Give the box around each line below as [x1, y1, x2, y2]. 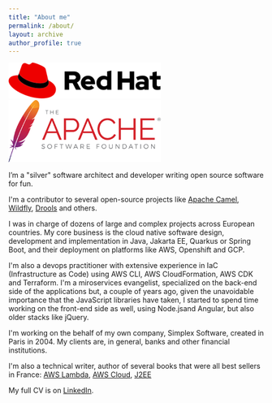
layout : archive [8, 30, 63, 38]
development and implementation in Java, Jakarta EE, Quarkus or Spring [8, 236, 252, 246]
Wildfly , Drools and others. [8, 203, 97, 213]
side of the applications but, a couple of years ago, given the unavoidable [8, 287, 254, 297]
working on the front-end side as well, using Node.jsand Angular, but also [8, 304, 254, 314]
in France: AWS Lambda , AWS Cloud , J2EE [8, 370, 152, 379]
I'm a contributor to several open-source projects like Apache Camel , [8, 195, 240, 205]
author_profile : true [8, 39, 82, 47]
